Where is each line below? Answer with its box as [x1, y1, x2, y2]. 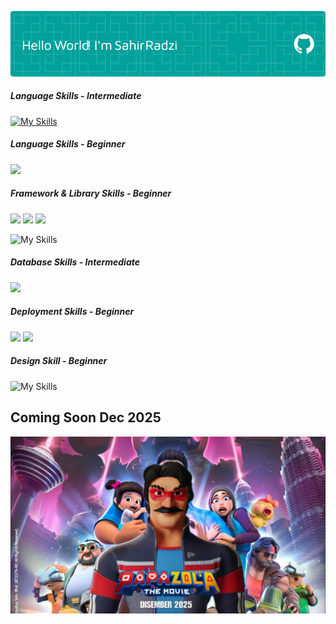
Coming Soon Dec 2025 [10, 409, 162, 426]
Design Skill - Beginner [10, 355, 108, 367]
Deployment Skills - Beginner [10, 306, 135, 318]
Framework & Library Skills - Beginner [10, 187, 172, 200]
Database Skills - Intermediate [10, 256, 140, 268]
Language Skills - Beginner [10, 138, 126, 150]
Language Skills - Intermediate [10, 90, 142, 102]
